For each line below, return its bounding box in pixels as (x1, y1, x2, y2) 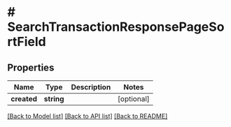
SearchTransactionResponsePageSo (7, 19, 225, 35)
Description (71, 82, 111, 91)
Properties (7, 61, 55, 73)
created (10, 94, 37, 103)
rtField (7, 34, 47, 50)
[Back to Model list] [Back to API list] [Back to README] (7, 112, 168, 120)
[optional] (118, 94, 150, 103)
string (43, 94, 64, 103)
